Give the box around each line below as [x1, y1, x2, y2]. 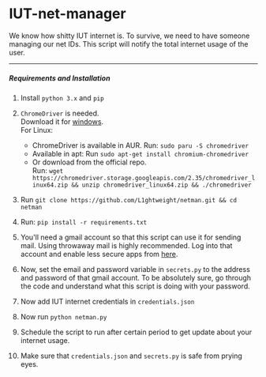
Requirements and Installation [9, 73, 111, 83]
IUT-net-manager [9, 5, 126, 23]
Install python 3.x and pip [20, 92, 105, 103]
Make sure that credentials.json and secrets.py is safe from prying [20, 351, 243, 360]
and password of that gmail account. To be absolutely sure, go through [20, 273, 252, 282]
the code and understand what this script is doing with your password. [20, 281, 251, 291]
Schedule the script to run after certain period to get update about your [20, 327, 252, 337]
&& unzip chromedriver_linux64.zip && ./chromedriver [71, 181, 252, 189]
